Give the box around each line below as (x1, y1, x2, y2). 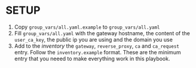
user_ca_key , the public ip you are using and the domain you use (14, 36, 173, 43)
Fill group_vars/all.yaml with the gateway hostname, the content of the (14, 29, 191, 36)
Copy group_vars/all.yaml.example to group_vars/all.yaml (14, 23, 160, 30)
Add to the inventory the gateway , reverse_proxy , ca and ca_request (14, 42, 180, 50)
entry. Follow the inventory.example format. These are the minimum (14, 48, 181, 55)
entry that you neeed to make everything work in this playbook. (14, 55, 170, 62)
